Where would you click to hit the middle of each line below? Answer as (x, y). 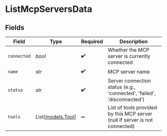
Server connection (129, 81)
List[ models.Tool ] (56, 117)
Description (133, 42)
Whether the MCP (128, 50)
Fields (15, 28)
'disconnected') (126, 99)
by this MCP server (130, 114)
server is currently (129, 56)
